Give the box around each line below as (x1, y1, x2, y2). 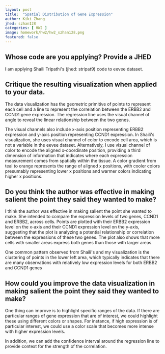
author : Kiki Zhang (5, 16, 45, 21)
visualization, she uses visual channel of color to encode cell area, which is (5, 136, 157, 143)
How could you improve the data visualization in (5, 279, 155, 288)
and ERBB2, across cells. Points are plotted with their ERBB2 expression (5, 219, 151, 225)
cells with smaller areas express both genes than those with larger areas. (5, 240, 153, 246)
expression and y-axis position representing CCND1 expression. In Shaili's (5, 131, 155, 137)
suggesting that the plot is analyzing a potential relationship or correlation (5, 229, 154, 235)
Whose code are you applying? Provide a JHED (5, 53, 152, 62)
